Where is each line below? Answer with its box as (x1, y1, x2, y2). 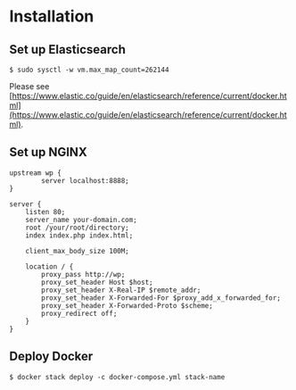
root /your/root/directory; (25, 223, 129, 232)
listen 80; (25, 207, 66, 216)
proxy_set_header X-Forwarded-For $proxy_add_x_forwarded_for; (41, 293, 281, 303)
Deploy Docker (9, 349, 94, 364)
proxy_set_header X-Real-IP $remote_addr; (41, 286, 201, 295)
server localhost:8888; (41, 176, 129, 185)
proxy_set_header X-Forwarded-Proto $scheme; (41, 301, 214, 310)
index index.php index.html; (25, 230, 134, 240)
